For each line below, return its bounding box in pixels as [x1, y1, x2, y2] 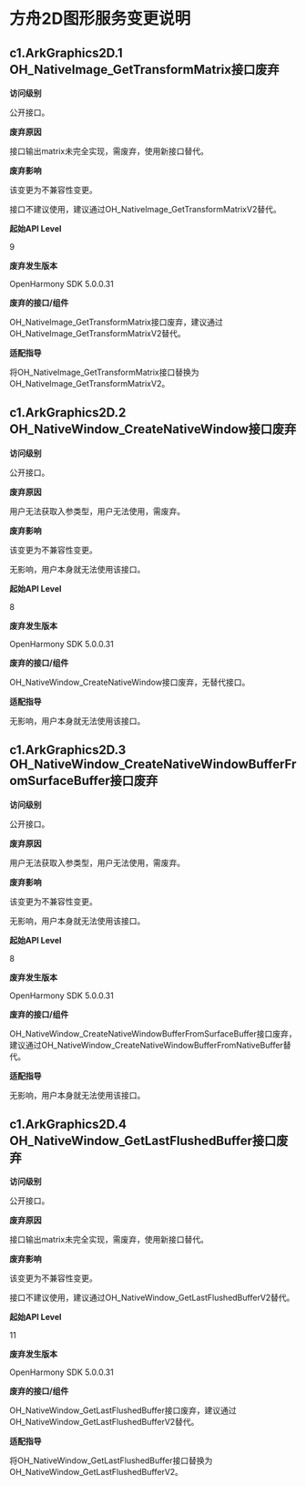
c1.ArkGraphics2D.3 [9, 742, 127, 758]
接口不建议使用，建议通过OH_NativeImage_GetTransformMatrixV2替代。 [9, 204, 281, 214]
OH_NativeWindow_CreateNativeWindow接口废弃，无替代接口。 [9, 676, 250, 687]
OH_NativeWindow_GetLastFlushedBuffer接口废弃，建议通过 [9, 1405, 237, 1416]
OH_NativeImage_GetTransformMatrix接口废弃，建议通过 [9, 316, 223, 327]
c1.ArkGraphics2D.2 [9, 405, 127, 420]
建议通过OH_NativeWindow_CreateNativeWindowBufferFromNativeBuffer [9, 1039, 284, 1050]
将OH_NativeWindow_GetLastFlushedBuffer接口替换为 [9, 1455, 213, 1466]
